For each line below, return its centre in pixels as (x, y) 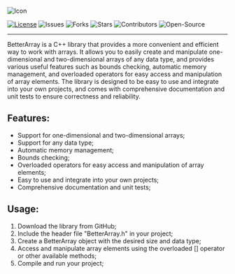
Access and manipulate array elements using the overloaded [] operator (121, 248)
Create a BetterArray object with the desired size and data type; (109, 240)
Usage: (23, 209)
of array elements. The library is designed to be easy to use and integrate (113, 81)
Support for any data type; (56, 143)
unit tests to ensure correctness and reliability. (74, 96)
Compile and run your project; (60, 263)
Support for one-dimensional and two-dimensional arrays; (101, 135)
